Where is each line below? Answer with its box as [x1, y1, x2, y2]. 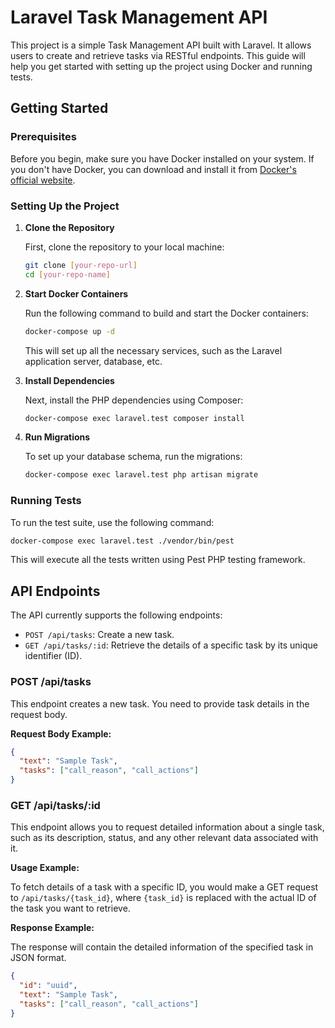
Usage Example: [10, 862, 80, 874]
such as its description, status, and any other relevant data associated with [10, 832, 319, 844]
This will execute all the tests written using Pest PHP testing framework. [10, 554, 306, 566]
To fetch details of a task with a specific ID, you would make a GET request [10, 881, 319, 893]
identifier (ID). [24, 650, 83, 662]
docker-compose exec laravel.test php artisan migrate [24, 470, 259, 480]
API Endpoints [10, 582, 101, 600]
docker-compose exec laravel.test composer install [24, 413, 245, 423]
